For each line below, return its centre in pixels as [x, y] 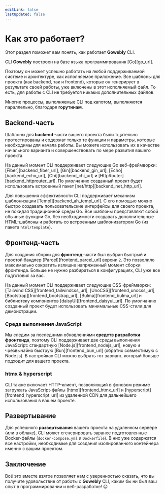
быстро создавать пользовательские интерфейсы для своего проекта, [80, 206]
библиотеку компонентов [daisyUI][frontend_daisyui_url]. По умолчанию [81, 301]
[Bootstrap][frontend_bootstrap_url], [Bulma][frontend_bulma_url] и [73, 296]
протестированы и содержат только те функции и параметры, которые [80, 140]
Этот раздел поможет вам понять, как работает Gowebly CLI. [70, 52]
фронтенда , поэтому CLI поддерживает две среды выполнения [73, 340]
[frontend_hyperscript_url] [32, 395]
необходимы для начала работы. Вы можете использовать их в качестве [82, 145]
